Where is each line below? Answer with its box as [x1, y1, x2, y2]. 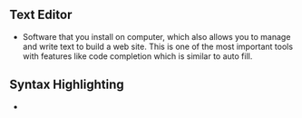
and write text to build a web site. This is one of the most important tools [22, 41, 293, 52]
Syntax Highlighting [9, 77, 124, 93]
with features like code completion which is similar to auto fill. [22, 50, 253, 62]
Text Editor [9, 7, 73, 23]
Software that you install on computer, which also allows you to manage [22, 31, 291, 42]
